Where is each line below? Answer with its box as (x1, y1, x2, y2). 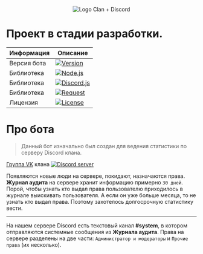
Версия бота (9, 59, 47, 67)
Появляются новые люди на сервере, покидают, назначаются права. (6, 172, 185, 180)
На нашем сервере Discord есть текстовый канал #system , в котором (6, 221, 188, 229)
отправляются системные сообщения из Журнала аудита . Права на (6, 228, 184, 235)
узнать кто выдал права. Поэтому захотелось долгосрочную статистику (6, 198, 194, 205)
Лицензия (9, 98, 38, 106)
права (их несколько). (6, 241, 62, 248)
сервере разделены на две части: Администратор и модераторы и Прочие (6, 235, 188, 242)
